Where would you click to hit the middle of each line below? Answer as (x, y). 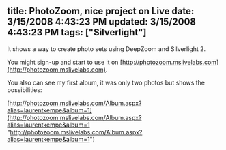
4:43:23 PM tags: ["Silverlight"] (77, 32)
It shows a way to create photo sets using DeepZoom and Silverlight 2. (107, 49)
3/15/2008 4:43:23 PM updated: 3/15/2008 (102, 22)
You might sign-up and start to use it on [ (65, 62)
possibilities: (25, 90)
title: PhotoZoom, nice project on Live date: (101, 11)
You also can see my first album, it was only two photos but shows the (106, 82)
